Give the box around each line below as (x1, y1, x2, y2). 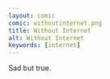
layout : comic (8, 11, 56, 20)
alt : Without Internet (8, 34, 84, 42)
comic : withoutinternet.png (8, 19, 103, 27)
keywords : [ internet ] (8, 41, 81, 49)
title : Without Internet (8, 26, 92, 34)
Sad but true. (8, 63, 52, 73)
